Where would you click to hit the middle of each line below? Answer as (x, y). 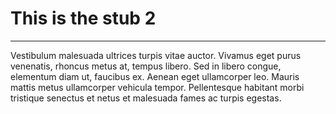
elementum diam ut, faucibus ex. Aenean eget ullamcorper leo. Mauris (155, 76)
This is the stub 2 (83, 18)
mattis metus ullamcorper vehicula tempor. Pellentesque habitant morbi (157, 87)
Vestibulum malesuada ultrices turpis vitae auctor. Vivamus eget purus (156, 55)
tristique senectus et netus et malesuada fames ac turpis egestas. (146, 98)
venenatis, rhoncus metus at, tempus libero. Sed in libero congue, (146, 66)
